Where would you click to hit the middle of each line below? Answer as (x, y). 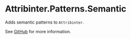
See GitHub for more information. (38, 31)
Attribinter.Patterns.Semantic (66, 9)
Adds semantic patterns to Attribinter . (44, 22)
